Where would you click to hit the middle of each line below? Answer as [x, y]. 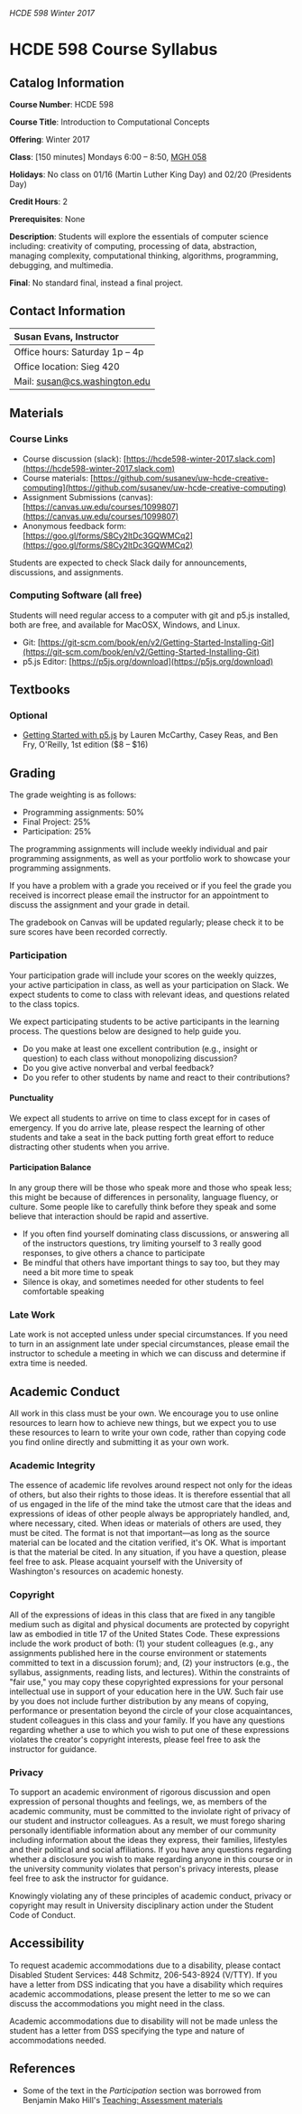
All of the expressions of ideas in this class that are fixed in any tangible [142, 1615]
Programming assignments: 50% [83, 813]
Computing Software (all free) [76, 595]
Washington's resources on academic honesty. [96, 1571]
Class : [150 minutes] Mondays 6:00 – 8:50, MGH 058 [108, 157]
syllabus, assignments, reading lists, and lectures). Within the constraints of [150, 1672]
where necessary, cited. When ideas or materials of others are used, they [146, 1523]
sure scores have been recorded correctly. [89, 932]
